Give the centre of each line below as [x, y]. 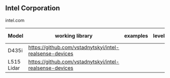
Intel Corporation [33, 8]
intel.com [15, 20]
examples [136, 35]
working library [74, 35]
